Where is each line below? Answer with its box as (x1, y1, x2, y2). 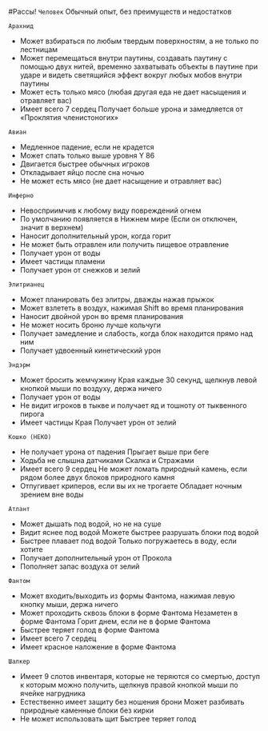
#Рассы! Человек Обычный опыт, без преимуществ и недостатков (8, 7, 232, 16)
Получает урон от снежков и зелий (19, 266, 141, 274)
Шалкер (8, 657, 30, 665)
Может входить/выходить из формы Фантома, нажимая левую (19, 591, 236, 601)
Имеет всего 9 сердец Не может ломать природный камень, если (19, 464, 248, 473)
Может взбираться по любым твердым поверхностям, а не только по (19, 36, 259, 46)
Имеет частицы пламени (19, 257, 106, 266)
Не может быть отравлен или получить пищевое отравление (19, 240, 230, 249)
